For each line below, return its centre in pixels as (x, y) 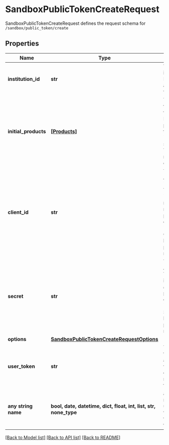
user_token (21, 366)
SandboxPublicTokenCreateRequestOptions (105, 339)
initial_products (27, 131)
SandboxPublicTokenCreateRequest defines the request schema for (75, 23)
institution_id (24, 79)
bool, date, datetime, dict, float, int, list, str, (103, 406)
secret (16, 296)
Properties (22, 44)
